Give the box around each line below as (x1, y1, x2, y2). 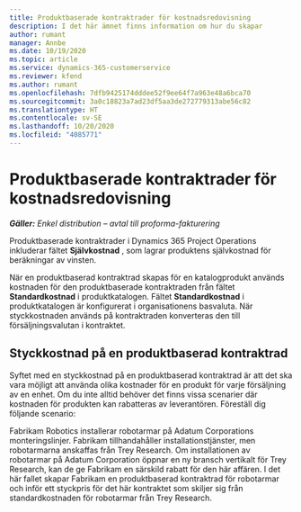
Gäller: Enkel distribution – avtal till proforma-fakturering (9, 218, 220, 229)
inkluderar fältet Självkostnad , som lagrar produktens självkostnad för (9, 245, 271, 256)
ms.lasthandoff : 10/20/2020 (9, 122, 115, 131)
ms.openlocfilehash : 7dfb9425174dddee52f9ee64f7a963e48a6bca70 (9, 88, 252, 97)
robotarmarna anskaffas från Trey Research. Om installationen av (9, 445, 251, 455)
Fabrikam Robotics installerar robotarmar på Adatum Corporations (9, 425, 254, 436)
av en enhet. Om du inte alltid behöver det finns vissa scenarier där (9, 389, 258, 400)
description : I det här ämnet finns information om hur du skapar (9, 22, 263, 31)
